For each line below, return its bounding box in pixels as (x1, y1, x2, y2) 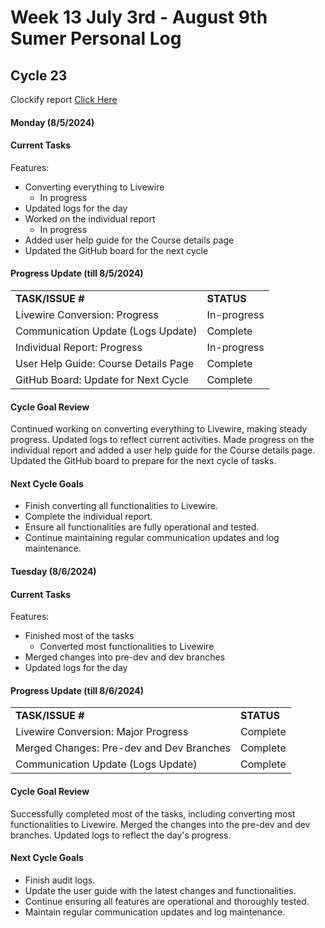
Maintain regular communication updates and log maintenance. (24, 906, 286, 918)
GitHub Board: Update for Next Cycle (15, 373, 189, 386)
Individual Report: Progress (15, 341, 143, 354)
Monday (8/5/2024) (10, 116, 95, 128)
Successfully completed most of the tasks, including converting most (10, 807, 296, 820)
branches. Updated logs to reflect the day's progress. (10, 829, 232, 841)
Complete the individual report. (24, 511, 153, 523)
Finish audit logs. (24, 874, 96, 886)
